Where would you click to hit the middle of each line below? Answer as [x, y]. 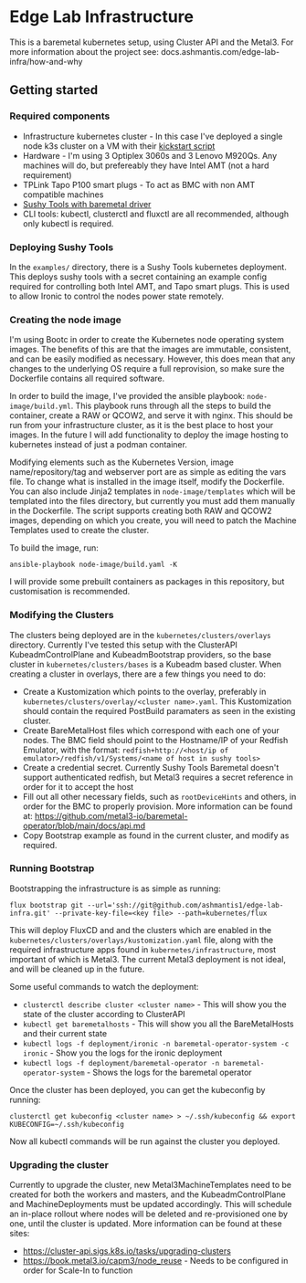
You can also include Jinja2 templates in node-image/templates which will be [153, 491]
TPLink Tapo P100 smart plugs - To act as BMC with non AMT [139, 184]
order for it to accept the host [78, 786]
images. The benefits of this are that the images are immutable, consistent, [150, 350]
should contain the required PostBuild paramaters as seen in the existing [159, 710]
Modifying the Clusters [62, 615]
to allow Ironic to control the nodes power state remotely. [117, 296]
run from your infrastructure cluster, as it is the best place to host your [142, 426]
